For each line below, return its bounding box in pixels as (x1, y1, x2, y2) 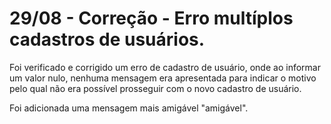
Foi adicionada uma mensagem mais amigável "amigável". (9, 102, 249, 114)
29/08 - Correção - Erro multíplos (9, 7, 294, 30)
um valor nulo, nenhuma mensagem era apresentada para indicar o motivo (9, 72, 317, 84)
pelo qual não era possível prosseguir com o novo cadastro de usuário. (9, 82, 302, 94)
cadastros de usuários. (9, 28, 206, 51)
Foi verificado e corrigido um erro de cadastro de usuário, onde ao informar (9, 61, 321, 73)
